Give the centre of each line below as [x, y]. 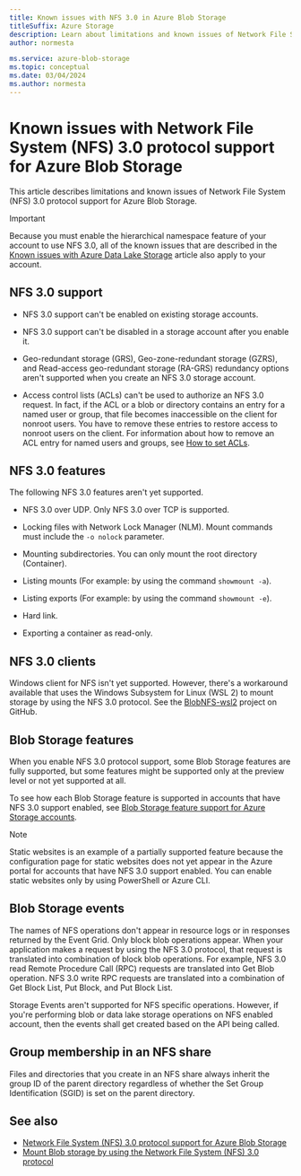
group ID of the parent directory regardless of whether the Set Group [137, 1084]
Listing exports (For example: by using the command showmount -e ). [147, 599]
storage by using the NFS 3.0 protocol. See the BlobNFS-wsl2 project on [143, 702]
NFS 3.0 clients [53, 661]
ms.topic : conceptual [50, 67]
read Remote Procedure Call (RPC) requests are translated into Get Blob [142, 968]
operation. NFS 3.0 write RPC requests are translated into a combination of [147, 978]
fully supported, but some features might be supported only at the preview [147, 771]
